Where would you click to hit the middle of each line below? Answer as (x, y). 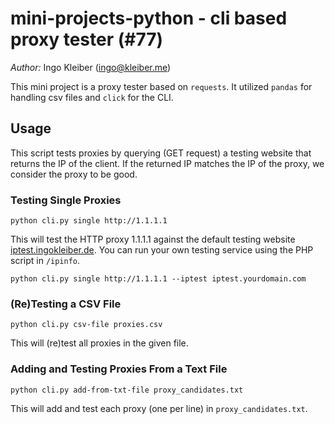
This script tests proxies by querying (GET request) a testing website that (161, 153)
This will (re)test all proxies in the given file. (99, 343)
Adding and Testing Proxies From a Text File (119, 369)
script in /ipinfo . (45, 261)
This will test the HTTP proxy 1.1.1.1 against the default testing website (153, 239)
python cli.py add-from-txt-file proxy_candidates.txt (127, 390)
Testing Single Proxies (66, 200)
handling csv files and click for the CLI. (92, 97)
